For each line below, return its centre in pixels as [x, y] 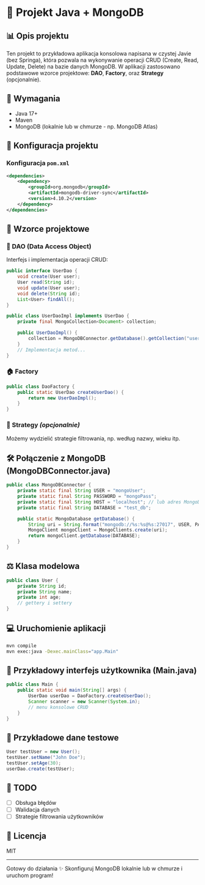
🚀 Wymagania [33, 99]
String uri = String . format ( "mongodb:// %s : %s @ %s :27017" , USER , [110, 524]
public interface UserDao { [42, 271]
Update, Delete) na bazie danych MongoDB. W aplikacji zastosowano [93, 66]
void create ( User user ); [49, 277]
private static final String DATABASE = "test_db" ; [84, 508]
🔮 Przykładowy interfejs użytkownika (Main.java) [102, 670]
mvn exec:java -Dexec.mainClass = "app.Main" [63, 651]
